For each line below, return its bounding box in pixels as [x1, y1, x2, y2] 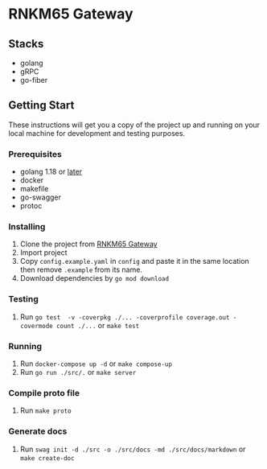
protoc [19, 201, 43, 211]
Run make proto [19, 405, 72, 415]
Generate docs [8, 426, 68, 437]
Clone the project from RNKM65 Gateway [19, 239, 158, 249]
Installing [8, 221, 46, 232]
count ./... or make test [55, 320, 140, 330]
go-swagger [19, 192, 62, 202]
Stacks [8, 37, 44, 51]
